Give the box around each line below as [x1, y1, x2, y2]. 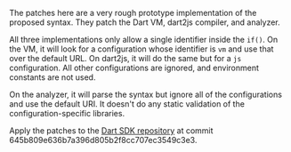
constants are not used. [9, 72, 96, 83]
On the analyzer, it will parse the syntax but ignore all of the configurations [9, 89, 283, 100]
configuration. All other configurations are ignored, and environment [9, 62, 260, 73]
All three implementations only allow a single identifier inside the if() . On [9, 35, 279, 44]
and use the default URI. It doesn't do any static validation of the [9, 99, 245, 109]
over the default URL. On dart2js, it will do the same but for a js [9, 53, 242, 63]
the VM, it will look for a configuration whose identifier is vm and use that [9, 44, 274, 54]
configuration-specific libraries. [9, 108, 125, 118]
